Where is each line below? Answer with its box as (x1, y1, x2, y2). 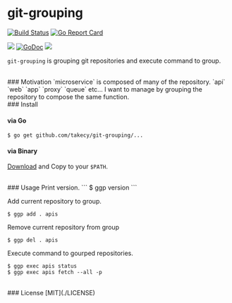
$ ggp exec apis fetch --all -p (7, 269, 102, 276)
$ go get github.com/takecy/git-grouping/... (7, 132, 143, 139)
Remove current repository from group (7, 223, 120, 232)
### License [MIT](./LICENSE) (7, 289, 95, 297)
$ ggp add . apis (7, 211, 59, 218)
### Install (7, 100, 39, 109)
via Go (7, 116, 27, 125)
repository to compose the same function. (7, 92, 129, 101)
